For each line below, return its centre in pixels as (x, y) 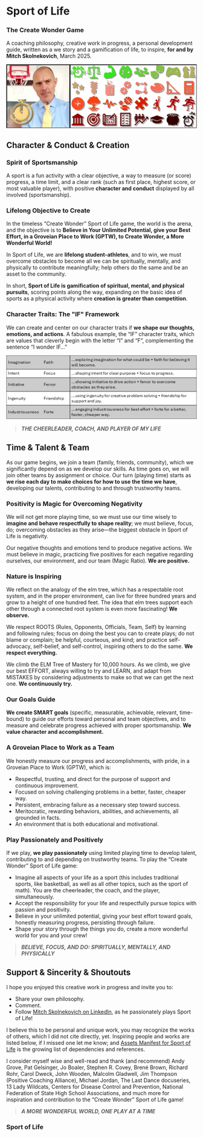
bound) (15, 719)
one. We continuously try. (39, 684)
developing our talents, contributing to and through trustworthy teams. (94, 488)
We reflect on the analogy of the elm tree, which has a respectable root (95, 590)
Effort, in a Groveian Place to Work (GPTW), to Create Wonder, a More (95, 237)
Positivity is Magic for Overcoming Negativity (75, 504)
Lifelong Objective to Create (48, 211)
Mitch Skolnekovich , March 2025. (49, 56)
